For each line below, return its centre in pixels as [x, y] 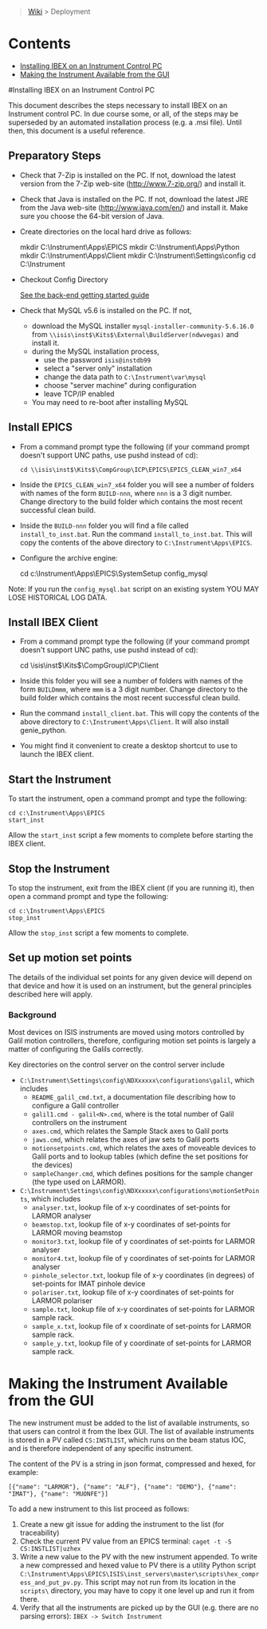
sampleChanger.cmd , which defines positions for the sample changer [142, 1174]
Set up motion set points [70, 958]
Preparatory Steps [55, 156]
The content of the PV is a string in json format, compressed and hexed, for [132, 1464]
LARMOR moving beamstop [77, 1233]
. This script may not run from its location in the [159, 1582]
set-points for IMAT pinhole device [88, 1284]
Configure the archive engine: [69, 557]
